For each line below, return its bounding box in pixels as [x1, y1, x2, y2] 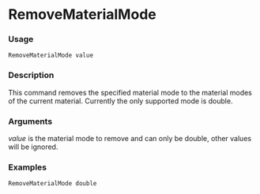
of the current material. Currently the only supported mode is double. [8, 96, 233, 106]
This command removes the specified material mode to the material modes [8, 88, 253, 97]
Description [8, 69, 55, 80]
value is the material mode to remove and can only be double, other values [8, 134, 251, 144]
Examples [8, 162, 47, 173]
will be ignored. [8, 142, 58, 151]
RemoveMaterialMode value [8, 51, 93, 60]
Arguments [8, 116, 53, 127]
